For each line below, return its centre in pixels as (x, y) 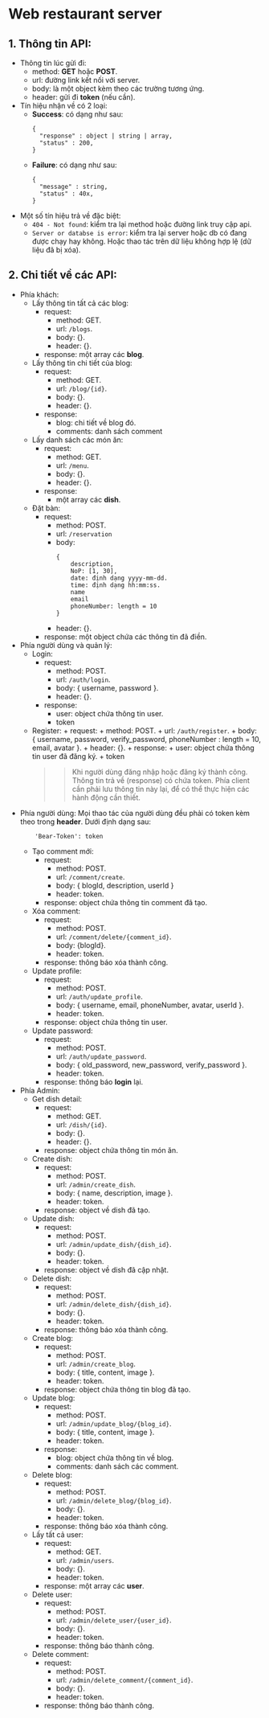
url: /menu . (73, 465)
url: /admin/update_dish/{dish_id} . (114, 1244)
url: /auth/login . (83, 679)
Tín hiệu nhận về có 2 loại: (63, 106)
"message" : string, (73, 187)
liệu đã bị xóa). (56, 250)
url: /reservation (84, 533)
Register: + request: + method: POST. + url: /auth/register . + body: (144, 730)
